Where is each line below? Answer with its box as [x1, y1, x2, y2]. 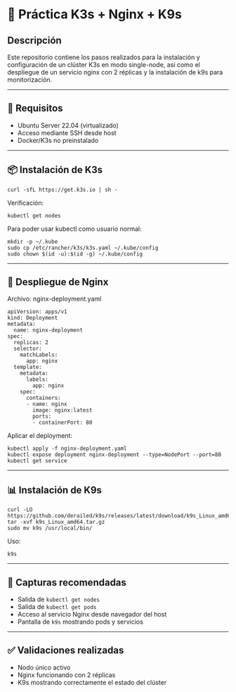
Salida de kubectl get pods [17, 603, 97, 611]
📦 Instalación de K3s [7, 164, 103, 176]
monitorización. [7, 75, 53, 84]
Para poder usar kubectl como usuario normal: [7, 225, 142, 233]
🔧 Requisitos [7, 102, 63, 115]
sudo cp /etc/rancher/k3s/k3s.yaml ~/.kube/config [7, 244, 159, 251]
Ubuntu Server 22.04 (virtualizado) [17, 121, 119, 130]
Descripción [7, 34, 62, 46]
